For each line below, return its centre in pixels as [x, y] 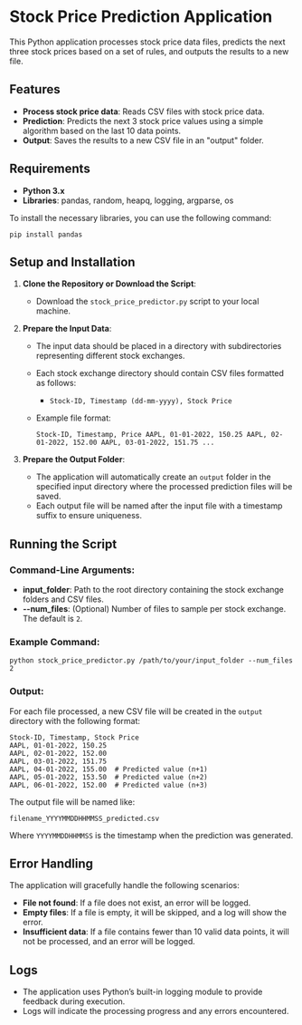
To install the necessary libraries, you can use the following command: [141, 218]
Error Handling [51, 864]
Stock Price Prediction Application [141, 17]
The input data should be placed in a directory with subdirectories [159, 346]
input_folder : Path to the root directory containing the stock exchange [153, 590]
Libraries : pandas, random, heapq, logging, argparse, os [128, 200]
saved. [48, 497]
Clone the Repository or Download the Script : [109, 284]
